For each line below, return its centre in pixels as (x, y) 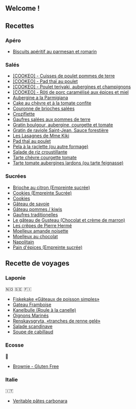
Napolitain (23, 242)
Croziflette (24, 114)
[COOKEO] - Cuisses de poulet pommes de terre (64, 76)
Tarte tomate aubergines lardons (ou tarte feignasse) (68, 163)
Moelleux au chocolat (35, 236)
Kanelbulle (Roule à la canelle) (44, 310)
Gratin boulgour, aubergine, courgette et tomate (63, 125)
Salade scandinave (32, 327)
